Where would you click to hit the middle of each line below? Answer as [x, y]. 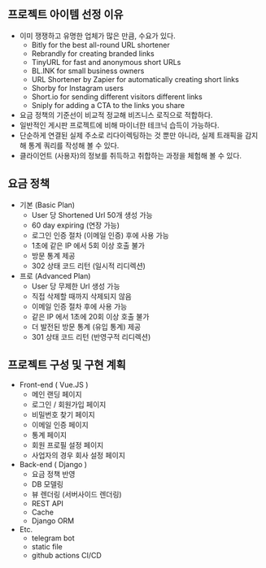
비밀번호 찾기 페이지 [63, 415]
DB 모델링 [48, 484]
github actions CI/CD [67, 556]
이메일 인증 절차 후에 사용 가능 [79, 306]
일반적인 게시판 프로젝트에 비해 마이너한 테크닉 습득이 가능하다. [120, 125]
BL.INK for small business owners [88, 71]
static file [47, 547]
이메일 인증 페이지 [60, 425]
